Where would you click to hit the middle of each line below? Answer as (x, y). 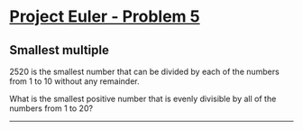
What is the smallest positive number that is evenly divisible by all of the (143, 98)
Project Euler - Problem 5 (105, 17)
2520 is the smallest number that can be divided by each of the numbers (144, 71)
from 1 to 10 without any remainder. (74, 81)
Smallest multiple (60, 50)
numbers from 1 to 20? (51, 108)
